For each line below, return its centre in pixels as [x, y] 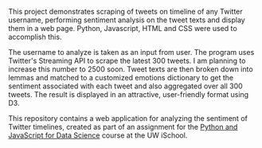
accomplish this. [35, 37]
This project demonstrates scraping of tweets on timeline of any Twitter [125, 12]
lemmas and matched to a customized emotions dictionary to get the [121, 78]
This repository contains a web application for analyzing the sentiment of [128, 118]
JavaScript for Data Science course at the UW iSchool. [98, 135]
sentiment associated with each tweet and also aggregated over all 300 [125, 86]
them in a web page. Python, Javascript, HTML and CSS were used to [123, 28]
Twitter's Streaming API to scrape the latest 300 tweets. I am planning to [127, 60]
